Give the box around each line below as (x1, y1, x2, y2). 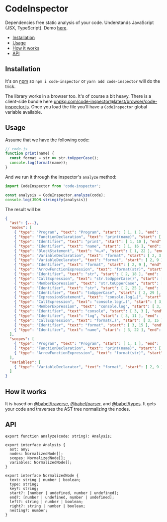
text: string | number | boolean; (9, 477, 81, 482)
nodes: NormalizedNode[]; (9, 451, 64, 456)
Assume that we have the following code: (5, 137, 90, 143)
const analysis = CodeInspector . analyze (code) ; (5, 193, 106, 198)
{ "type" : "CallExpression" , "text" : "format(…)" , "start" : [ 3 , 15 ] (14, 318, 164, 323)
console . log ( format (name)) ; (9, 160, 68, 165)
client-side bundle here (5, 98, 53, 104)
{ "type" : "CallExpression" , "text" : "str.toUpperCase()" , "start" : (14, 276, 159, 281)
